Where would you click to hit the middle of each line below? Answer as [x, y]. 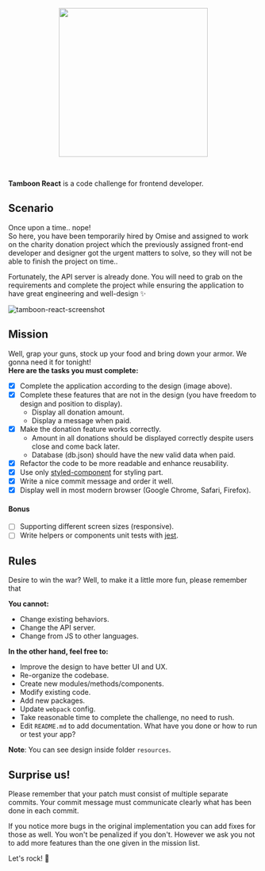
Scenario [31, 208]
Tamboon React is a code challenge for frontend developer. [106, 183]
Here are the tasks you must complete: [73, 370]
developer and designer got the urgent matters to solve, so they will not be [130, 252]
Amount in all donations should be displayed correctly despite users [142, 437]
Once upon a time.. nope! [50, 227]
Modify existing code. [55, 692]
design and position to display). [71, 403]
